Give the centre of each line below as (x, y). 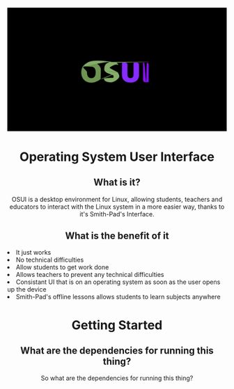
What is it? (117, 183)
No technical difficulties (50, 260)
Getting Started (117, 325)
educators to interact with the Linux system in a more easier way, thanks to (117, 207)
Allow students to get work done (63, 267)
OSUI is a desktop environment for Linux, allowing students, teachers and (117, 199)
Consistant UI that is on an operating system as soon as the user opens (118, 282)
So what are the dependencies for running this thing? (117, 378)
